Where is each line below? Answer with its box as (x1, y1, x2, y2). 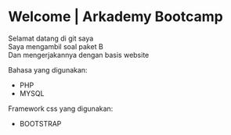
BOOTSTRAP (19, 119, 62, 128)
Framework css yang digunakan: (8, 104, 114, 113)
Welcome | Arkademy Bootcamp (8, 8, 223, 26)
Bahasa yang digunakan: (8, 65, 88, 74)
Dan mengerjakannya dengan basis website (8, 50, 150, 59)
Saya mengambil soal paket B (8, 41, 103, 51)
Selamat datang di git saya (8, 34, 94, 43)
